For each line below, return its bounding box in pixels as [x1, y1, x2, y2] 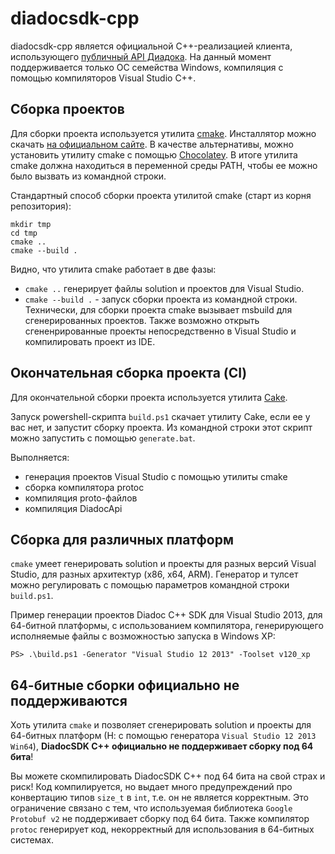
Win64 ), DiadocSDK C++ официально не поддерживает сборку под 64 [10, 740, 314, 752]
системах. [10, 834, 55, 846]
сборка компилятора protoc [24, 481, 145, 493]
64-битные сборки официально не [10, 677, 240, 694]
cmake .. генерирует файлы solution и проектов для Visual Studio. [24, 282, 305, 294]
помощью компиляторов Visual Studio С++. [10, 72, 197, 84]
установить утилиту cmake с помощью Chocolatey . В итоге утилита [10, 148, 298, 161]
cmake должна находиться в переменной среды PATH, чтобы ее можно [10, 159, 318, 171]
